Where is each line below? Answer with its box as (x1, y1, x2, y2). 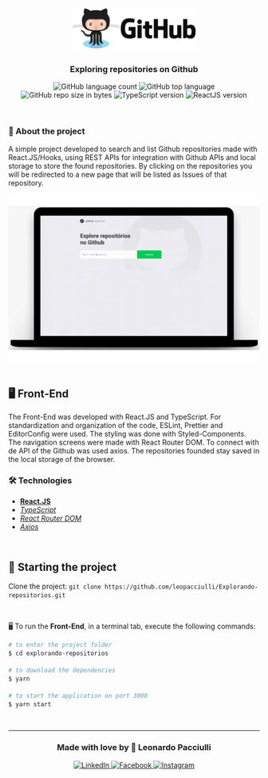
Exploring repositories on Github (69, 64, 199, 75)
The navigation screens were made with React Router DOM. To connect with (8, 437, 259, 447)
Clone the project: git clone (8, 581, 101, 591)
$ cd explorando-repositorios (8, 649, 109, 658)
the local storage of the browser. (8, 455, 116, 465)
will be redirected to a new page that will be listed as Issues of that (8, 170, 227, 179)
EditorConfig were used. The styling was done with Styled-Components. (8, 429, 246, 439)
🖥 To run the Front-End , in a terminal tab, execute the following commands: (8, 621, 256, 631)
